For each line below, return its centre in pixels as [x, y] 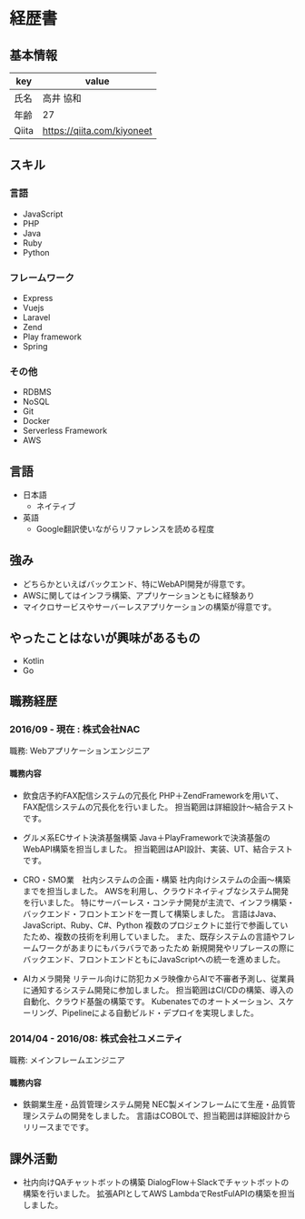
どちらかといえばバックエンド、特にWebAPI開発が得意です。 [136, 584]
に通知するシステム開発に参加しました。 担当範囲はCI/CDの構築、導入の [158, 990]
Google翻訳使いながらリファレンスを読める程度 [125, 529]
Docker [36, 421]
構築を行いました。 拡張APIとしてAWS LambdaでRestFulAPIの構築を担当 [159, 1194]
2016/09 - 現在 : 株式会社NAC [75, 730]
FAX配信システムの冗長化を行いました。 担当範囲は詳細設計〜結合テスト [158, 807]
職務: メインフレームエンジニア [67, 1060]
